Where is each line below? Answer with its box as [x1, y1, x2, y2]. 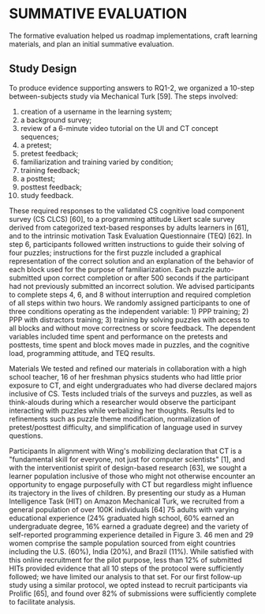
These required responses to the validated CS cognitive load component [9, 206, 245, 215]
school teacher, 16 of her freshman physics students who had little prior [9, 372, 242, 381]
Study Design [9, 62, 77, 76]
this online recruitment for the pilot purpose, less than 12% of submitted [9, 555, 243, 564]
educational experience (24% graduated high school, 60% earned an [9, 513, 235, 522]
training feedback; [20, 165, 80, 174]
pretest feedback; [20, 148, 79, 158]
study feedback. [20, 190, 74, 200]
